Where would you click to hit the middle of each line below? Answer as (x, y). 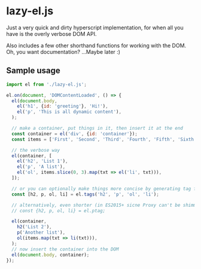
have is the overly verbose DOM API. (51, 33)
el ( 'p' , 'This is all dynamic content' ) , (69, 112)
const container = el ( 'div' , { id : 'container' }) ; (74, 134)
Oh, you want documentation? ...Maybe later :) (63, 51)
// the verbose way (36, 150)
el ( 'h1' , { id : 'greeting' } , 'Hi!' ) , (63, 106)
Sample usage (33, 71)
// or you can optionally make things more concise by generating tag (101, 189)
